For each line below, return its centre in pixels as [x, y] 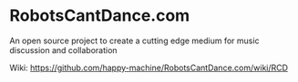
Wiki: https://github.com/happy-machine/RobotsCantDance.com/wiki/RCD [149, 68]
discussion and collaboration [63, 50]
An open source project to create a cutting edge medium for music [134, 41]
